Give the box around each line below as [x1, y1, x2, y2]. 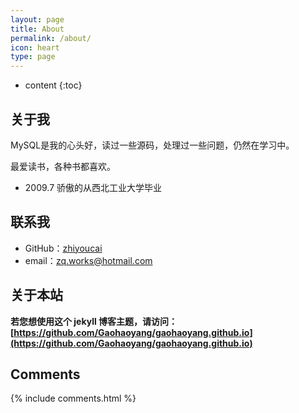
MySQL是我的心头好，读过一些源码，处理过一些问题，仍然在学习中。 [10, 139, 295, 151]
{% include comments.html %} [10, 392, 137, 405]
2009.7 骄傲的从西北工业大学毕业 [24, 181, 163, 193]
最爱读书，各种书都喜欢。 [10, 160, 116, 172]
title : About [10, 24, 65, 34]
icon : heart [10, 42, 60, 53]
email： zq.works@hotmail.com [24, 254, 153, 266]
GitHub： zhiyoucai [24, 242, 103, 254]
